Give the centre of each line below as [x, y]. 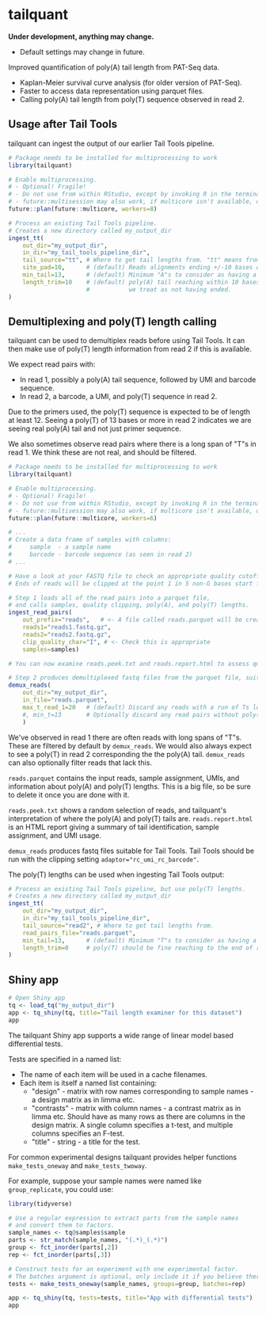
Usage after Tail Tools [63, 124]
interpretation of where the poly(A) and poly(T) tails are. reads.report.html [131, 818]
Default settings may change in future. [82, 51]
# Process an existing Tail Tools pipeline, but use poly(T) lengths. [127, 889]
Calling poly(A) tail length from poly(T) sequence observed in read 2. [132, 99]
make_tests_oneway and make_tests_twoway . [78, 1165]
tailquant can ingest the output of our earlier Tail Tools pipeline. [112, 143]
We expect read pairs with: [52, 364]
